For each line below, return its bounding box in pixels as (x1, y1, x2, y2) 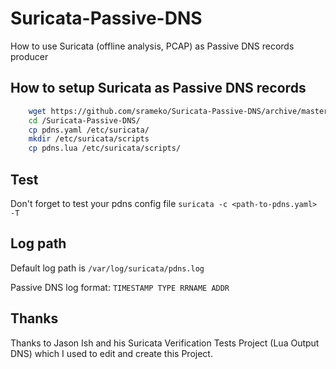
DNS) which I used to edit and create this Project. (10, 347, 213, 359)
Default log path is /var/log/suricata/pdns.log (10, 262, 205, 274)
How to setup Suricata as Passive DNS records (10, 80, 307, 97)
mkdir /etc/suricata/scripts (28, 134, 150, 144)
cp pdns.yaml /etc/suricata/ (28, 125, 150, 135)
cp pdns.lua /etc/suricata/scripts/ (28, 143, 182, 154)
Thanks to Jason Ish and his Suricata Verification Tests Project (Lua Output (10, 337, 320, 349)
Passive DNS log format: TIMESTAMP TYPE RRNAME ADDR (10, 281, 230, 293)
